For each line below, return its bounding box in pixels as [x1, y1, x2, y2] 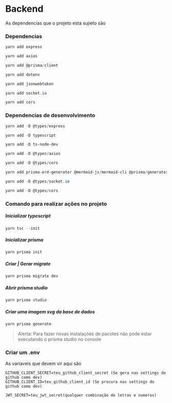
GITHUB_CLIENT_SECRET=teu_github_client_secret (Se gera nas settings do [5, 370, 166, 376]
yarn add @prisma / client [5, 62, 58, 68]
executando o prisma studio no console [17, 336, 101, 342]
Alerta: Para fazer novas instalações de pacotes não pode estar [17, 330, 152, 337]
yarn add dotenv [5, 72, 40, 77]
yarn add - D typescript [5, 132, 56, 138]
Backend [5, 3, 44, 15]
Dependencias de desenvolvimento [5, 112, 96, 119]
